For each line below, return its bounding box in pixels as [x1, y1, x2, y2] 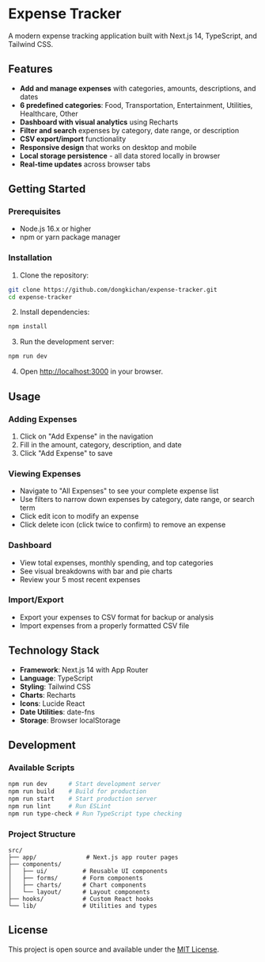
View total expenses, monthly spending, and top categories [19, 558, 214, 567]
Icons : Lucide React [19, 699, 85, 708]
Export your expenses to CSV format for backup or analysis [19, 612, 214, 622]
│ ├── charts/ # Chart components [8, 881, 147, 889]
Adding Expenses [8, 413, 78, 424]
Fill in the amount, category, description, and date [19, 439, 182, 449]
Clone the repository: [19, 270, 89, 280]
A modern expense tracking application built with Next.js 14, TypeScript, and [8, 31, 257, 40]
